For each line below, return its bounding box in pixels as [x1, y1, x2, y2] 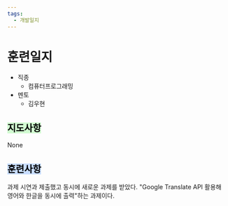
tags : [7, 10, 23, 17]
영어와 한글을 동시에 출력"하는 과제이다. [7, 191, 115, 200]
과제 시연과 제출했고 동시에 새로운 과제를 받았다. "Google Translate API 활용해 [7, 183, 222, 191]
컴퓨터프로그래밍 [27, 82, 73, 91]
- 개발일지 [13, 17, 40, 24]
